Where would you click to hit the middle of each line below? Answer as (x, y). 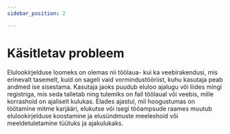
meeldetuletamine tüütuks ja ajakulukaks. (65, 123)
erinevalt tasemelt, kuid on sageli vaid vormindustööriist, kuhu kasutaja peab (115, 79)
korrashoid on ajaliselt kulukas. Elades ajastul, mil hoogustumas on (101, 101)
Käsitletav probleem (66, 53)
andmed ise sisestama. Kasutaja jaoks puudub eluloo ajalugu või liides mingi (115, 87)
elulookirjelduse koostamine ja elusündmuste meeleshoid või (93, 116)
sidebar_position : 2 (37, 13)
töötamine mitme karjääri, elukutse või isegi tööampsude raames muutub (110, 108)
